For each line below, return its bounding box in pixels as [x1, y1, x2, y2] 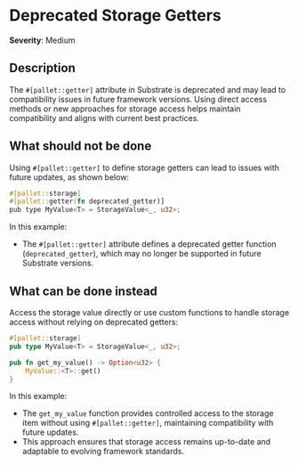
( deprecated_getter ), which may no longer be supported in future [21, 249, 262, 259]
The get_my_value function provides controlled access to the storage [21, 408, 274, 419]
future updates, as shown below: [9, 171, 130, 183]
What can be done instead [9, 283, 158, 298]
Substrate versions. [21, 257, 94, 268]
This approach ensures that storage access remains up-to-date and [21, 436, 271, 447]
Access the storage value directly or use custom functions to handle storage [9, 307, 290, 317]
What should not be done [9, 139, 152, 154]
